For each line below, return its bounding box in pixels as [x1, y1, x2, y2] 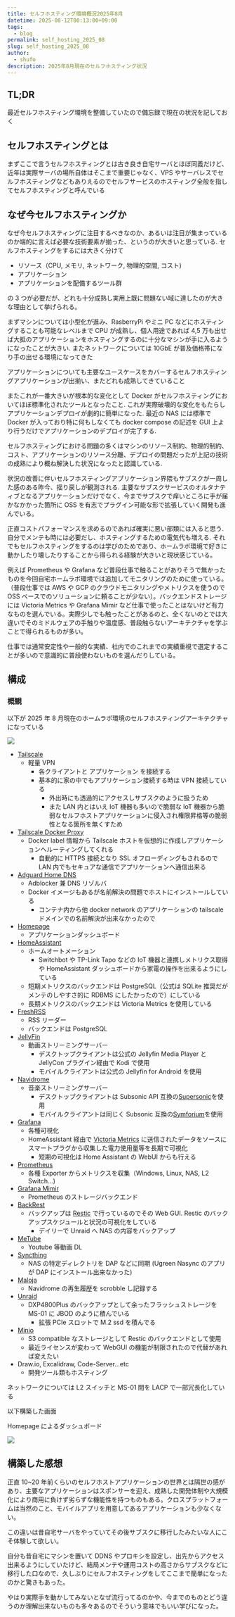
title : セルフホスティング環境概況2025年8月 [7, 10, 123, 18]
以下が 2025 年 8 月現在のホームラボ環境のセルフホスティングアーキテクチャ [7, 714, 229, 722]
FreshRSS [17, 1007, 46, 1016]
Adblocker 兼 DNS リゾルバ [27, 879, 107, 887]
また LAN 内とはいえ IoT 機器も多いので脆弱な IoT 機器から [48, 802, 219, 810]
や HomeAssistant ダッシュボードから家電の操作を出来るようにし [38, 964, 227, 972]
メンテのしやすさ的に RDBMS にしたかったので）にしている [27, 990, 201, 999]
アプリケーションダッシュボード [27, 930, 121, 938]
